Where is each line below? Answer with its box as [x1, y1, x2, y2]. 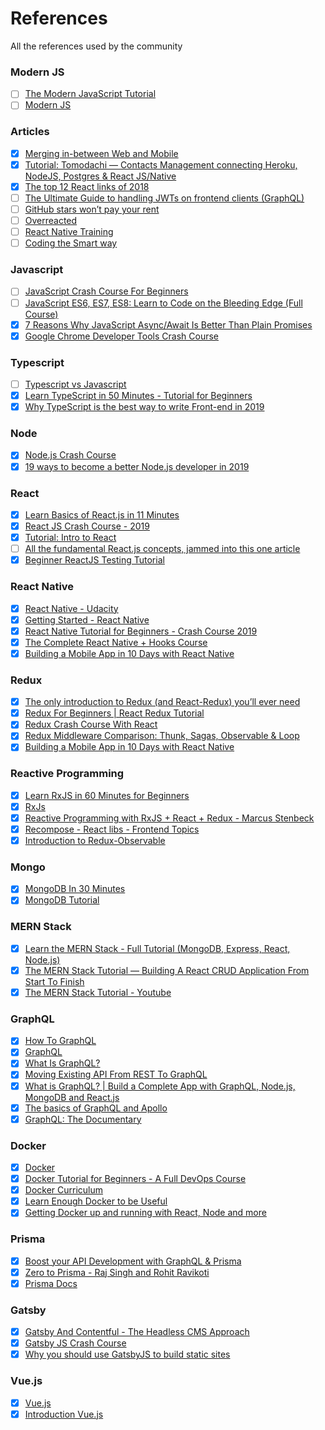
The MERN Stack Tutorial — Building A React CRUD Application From [24, 964, 310, 976]
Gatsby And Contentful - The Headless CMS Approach [24, 1326, 250, 1338]
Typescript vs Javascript [24, 378, 127, 390]
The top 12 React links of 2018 [24, 180, 150, 192]
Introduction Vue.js [24, 1408, 104, 1420]
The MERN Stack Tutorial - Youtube [24, 986, 172, 998]
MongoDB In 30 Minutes [24, 883, 126, 895]
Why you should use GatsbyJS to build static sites [24, 1348, 231, 1361]
